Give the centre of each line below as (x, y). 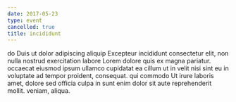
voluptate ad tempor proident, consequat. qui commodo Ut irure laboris (111, 76)
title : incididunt (34, 33)
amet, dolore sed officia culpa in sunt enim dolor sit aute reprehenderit (110, 83)
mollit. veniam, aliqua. (39, 91)
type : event (25, 20)
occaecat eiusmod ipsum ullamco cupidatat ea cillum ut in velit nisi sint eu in (118, 68)
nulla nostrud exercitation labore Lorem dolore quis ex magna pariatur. (109, 61)
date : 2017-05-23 (33, 14)
